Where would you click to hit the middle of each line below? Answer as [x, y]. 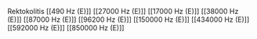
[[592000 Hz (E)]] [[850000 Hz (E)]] [66, 28]
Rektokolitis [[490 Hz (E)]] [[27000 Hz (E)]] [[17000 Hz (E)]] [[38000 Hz [123, 11]
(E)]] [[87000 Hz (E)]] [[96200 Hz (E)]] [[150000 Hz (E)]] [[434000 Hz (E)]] [128, 19]
